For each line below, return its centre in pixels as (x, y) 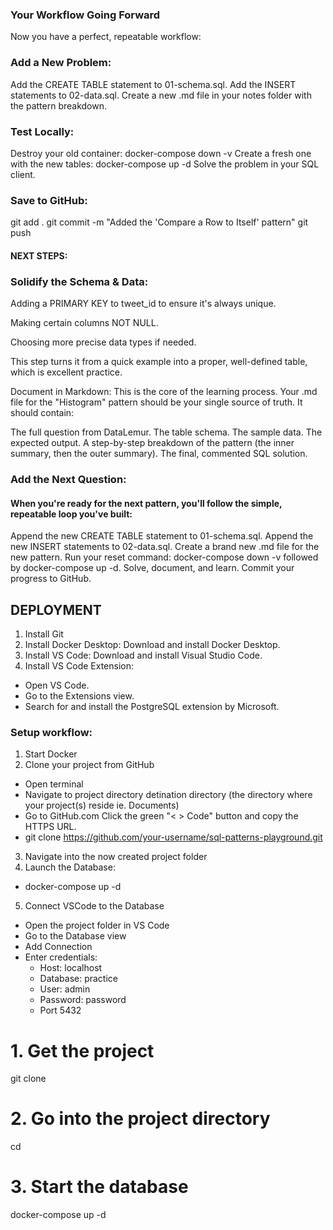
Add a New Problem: (61, 63)
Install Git (44, 634)
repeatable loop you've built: (71, 514)
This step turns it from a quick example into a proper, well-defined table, (159, 362)
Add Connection (58, 947)
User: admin (65, 989)
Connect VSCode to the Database (94, 906)
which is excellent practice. (66, 372)
